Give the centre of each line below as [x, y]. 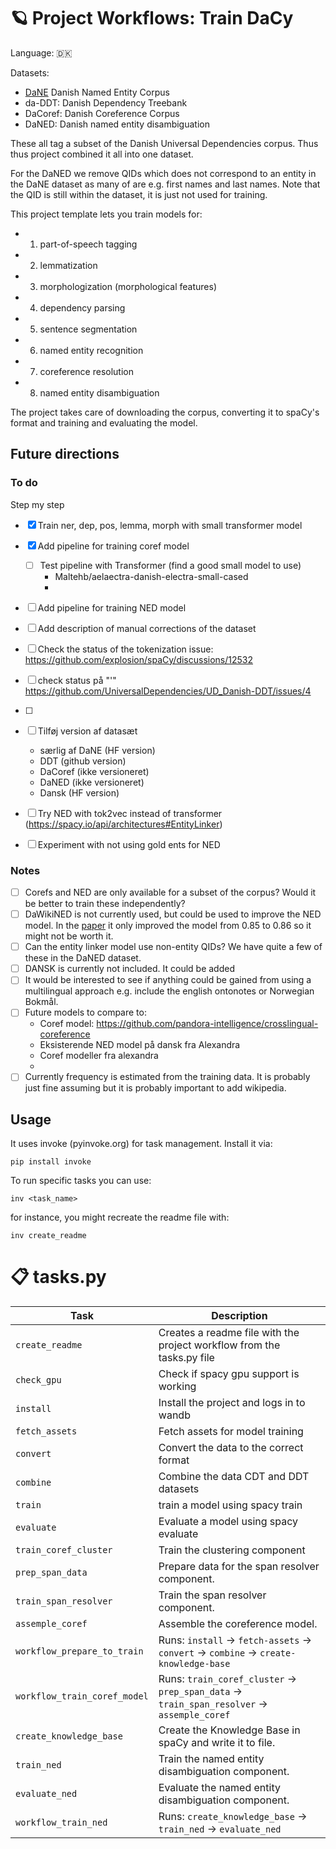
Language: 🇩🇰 [41, 52]
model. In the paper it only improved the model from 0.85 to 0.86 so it [168, 926]
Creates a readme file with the [229, 1333]
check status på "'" [77, 680]
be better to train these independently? [105, 904]
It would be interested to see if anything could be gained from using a [168, 980]
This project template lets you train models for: [106, 214]
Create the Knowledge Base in [229, 1730]
